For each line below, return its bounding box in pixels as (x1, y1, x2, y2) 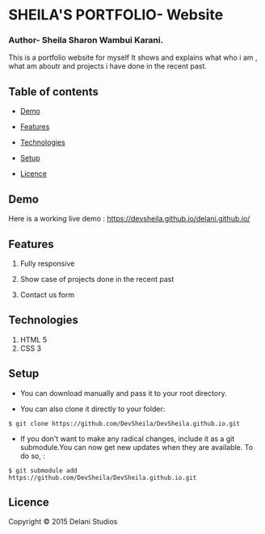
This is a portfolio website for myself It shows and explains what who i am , (8, 53, 258, 62)
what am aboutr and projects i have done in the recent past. (8, 61, 208, 71)
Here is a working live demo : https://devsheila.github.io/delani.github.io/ (8, 214, 250, 224)
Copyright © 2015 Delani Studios (8, 517, 118, 527)
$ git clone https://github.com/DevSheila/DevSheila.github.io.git (8, 419, 241, 427)
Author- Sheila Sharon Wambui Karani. (8, 35, 164, 46)
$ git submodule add (8, 466, 78, 474)
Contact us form (19, 289, 75, 300)
